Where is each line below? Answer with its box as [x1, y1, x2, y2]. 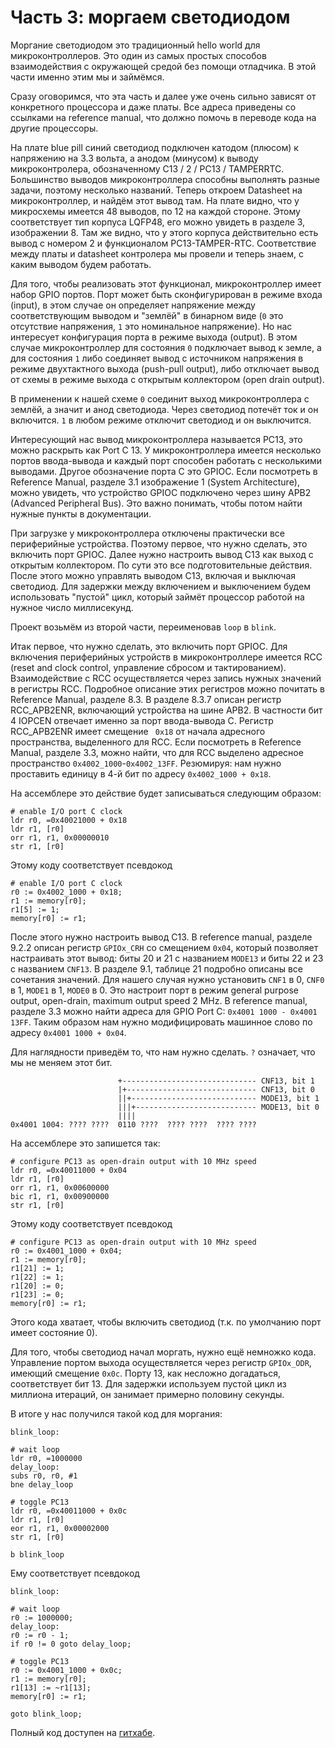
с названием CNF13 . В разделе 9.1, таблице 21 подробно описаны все [10, 962, 303, 975]
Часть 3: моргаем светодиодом [10, 6, 291, 29]
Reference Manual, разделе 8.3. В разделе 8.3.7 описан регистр [10, 693, 282, 705]
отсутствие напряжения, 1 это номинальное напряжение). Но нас [10, 320, 293, 332]
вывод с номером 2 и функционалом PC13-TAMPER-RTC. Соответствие [10, 237, 317, 249]
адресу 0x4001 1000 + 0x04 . [10, 1026, 127, 1038]
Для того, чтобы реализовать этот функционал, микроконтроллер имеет [10, 277, 322, 290]
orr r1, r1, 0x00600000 [10, 1182, 110, 1193]
